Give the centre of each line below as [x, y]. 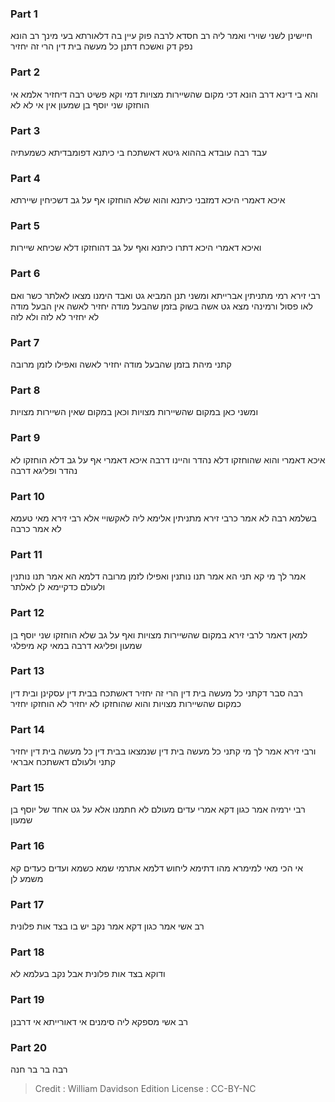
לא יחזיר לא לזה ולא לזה [55, 316]
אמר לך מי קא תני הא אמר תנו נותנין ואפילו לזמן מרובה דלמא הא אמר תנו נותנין [158, 576]
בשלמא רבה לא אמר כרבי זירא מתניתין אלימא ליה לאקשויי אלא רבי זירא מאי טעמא [163, 518]
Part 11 [26, 554]
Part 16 [27, 846]
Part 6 [25, 274]
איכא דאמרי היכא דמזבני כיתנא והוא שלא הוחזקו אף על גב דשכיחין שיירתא [148, 200]
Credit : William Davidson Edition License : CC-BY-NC [145, 1088]
